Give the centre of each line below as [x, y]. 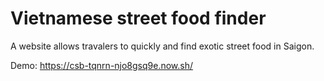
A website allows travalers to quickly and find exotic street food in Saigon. [162, 46]
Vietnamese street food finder [138, 18]
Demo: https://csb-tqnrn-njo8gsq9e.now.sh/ [102, 65]
